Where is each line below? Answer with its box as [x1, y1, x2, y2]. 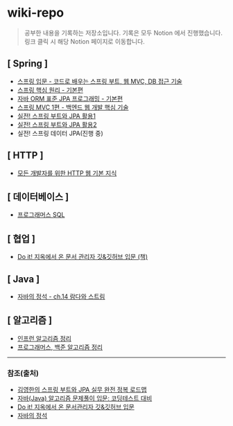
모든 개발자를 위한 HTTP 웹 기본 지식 [17, 168, 117, 177]
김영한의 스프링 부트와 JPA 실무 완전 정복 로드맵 [17, 386, 147, 394]
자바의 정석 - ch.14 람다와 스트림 [17, 292, 105, 301]
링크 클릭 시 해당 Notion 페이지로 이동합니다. [24, 37, 146, 46]
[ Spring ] [7, 57, 49, 70]
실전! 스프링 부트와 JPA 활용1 [17, 112, 96, 120]
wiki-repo [7, 5, 64, 21]
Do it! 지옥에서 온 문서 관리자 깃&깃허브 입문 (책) [17, 253, 148, 261]
